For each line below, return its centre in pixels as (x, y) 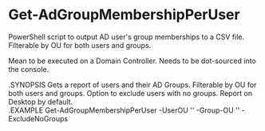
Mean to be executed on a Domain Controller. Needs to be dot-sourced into (132, 61)
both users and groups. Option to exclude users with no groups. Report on (131, 93)
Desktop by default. (41, 101)
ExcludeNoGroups (38, 118)
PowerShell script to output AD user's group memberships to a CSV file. (127, 37)
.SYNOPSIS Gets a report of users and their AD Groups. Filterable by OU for (132, 85)
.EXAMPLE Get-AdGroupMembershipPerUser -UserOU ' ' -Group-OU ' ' (124, 110)
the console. (29, 69)
